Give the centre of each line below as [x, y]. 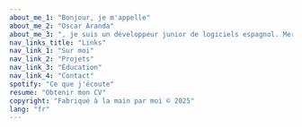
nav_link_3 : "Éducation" [56, 68]
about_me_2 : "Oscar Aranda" [62, 26]
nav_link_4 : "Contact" [52, 76]
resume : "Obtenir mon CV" [58, 92]
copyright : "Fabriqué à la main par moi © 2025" [102, 101]
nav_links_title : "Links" [58, 42]
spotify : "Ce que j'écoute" [62, 84]
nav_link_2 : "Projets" [52, 59]
